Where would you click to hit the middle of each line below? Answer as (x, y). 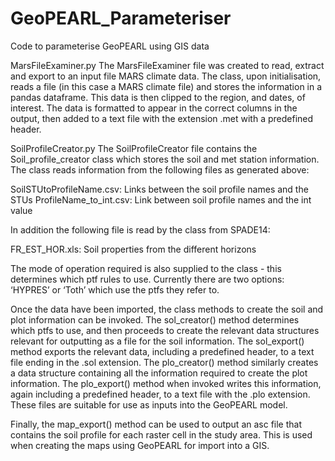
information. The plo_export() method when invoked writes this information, (166, 383)
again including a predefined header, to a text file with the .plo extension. (160, 394)
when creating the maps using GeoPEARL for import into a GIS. (140, 445)
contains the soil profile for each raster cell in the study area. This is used (161, 434)
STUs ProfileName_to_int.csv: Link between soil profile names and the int (161, 199)
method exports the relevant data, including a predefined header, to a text (162, 351)
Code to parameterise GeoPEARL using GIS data (110, 46)
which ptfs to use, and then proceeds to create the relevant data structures (165, 330)
